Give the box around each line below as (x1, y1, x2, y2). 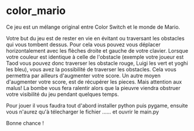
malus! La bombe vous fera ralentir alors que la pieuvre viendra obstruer (6, 84, 181, 91)
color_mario (6, 4, 66, 18)
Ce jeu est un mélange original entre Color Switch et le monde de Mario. (6, 23, 181, 30)
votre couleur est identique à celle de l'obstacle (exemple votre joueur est (6, 53, 184, 60)
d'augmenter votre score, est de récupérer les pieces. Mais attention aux (6, 78, 182, 85)
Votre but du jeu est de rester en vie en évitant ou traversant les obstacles (6, 35, 185, 42)
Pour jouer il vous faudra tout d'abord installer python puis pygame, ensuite (6, 102, 188, 109)
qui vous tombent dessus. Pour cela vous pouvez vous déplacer (6, 41, 161, 48)
